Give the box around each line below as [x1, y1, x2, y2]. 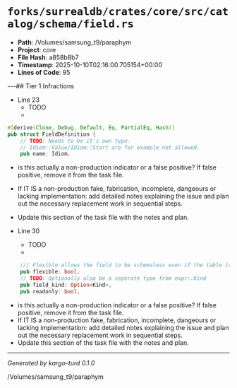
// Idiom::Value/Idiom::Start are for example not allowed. [20, 143, 200, 151]
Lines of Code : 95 [17, 68, 71, 76]
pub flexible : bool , [20, 269, 80, 276]
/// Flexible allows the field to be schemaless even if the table [20, 261, 222, 269]
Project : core [17, 45, 56, 54]
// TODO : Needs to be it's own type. [20, 137, 131, 144]
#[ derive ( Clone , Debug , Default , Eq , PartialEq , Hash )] [7, 124, 175, 131]
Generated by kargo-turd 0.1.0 [7, 358, 95, 367]
